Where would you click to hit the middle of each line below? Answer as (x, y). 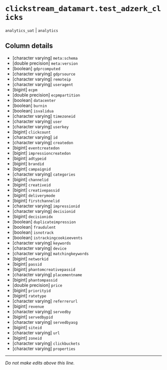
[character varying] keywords (42, 243)
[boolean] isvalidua (33, 110)
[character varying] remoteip (42, 79)
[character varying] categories (44, 174)
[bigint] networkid (30, 259)
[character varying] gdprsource (44, 74)
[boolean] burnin (30, 105)
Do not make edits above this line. (40, 363)
